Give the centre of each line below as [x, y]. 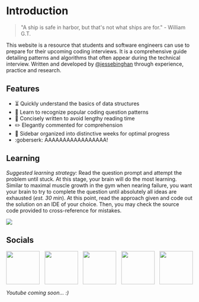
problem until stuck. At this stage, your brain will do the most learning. [92, 179]
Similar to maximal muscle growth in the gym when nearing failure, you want [99, 185]
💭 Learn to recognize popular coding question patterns [82, 112]
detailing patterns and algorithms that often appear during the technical [93, 57]
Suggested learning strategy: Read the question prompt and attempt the [94, 172]
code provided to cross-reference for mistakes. [64, 210]
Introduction [37, 11]
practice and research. [34, 70]
